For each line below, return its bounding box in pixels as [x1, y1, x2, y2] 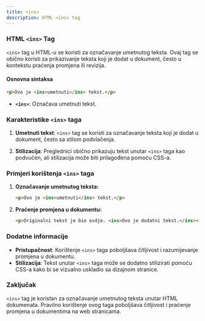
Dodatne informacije [6, 233, 68, 241]
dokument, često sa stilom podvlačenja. [15, 135, 116, 143]
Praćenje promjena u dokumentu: [15, 206, 102, 214]
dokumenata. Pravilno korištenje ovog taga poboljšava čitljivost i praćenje [6, 301, 191, 308]
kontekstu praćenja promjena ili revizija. [6, 62, 106, 69]
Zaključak [6, 281, 37, 289]
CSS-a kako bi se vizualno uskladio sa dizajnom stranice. [15, 265, 159, 273]
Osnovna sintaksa [6, 76, 53, 83]
